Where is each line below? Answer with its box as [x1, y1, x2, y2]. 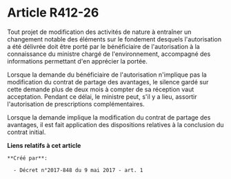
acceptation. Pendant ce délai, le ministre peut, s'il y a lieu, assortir [7, 92, 198, 101]
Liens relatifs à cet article [7, 141, 81, 149]
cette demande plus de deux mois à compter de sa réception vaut [7, 85, 194, 93]
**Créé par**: [7, 154, 48, 162]
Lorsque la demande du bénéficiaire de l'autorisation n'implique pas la [7, 70, 207, 79]
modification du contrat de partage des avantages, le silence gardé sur [7, 77, 209, 86]
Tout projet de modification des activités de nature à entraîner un [7, 28, 192, 36]
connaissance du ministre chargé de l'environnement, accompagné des [7, 50, 211, 58]
